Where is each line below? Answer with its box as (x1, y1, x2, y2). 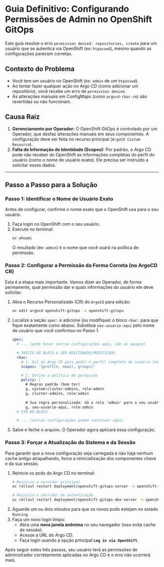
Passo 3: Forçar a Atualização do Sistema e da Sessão (5, 439, 136, 446)
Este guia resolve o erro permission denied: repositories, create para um (5, 40, 157, 46)
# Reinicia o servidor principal (12, 480, 81, 484)
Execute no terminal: (12, 226, 54, 232)
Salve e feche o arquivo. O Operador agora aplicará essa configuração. (12, 427, 156, 433)
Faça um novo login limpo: (12, 517, 65, 523)
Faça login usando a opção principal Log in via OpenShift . (19, 537, 139, 543)
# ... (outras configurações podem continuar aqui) (17, 418, 124, 423)
